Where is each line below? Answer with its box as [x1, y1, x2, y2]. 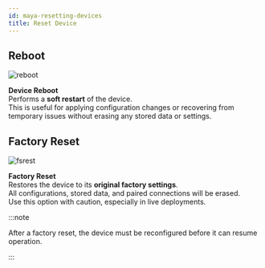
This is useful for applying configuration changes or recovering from [8, 103, 234, 112]
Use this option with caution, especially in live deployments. [8, 197, 206, 207]
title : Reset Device [8, 19, 78, 27]
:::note [8, 213, 30, 222]
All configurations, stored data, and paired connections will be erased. [8, 189, 241, 198]
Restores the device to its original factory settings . [8, 180, 178, 189]
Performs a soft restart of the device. [8, 94, 132, 104]
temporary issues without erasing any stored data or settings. [8, 112, 212, 121]
